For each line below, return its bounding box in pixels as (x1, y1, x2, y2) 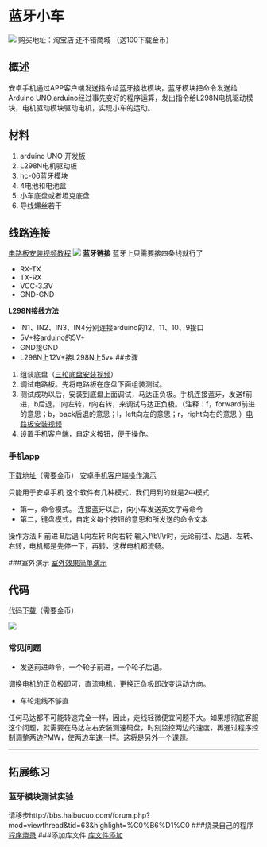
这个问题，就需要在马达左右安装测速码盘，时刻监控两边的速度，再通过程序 (8, 722, 252, 732)
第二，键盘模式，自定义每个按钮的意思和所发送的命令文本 (19, 514, 208, 524)
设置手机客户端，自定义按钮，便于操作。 (19, 429, 153, 439)
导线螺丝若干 (19, 200, 62, 210)
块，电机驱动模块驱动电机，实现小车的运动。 (8, 102, 155, 112)
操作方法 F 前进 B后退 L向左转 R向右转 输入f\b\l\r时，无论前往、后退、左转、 (8, 531, 257, 541)
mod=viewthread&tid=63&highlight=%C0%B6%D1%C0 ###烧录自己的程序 (8, 821, 254, 830)
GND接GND (19, 343, 58, 352)
